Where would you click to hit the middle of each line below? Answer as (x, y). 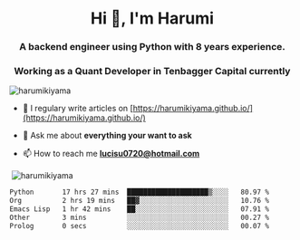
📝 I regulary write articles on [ (77, 109)
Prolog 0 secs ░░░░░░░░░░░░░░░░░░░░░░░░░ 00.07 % (140, 226)
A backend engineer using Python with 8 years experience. (152, 47)
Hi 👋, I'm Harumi (152, 19)
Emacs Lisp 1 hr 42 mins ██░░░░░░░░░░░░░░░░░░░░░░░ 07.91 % (140, 209)
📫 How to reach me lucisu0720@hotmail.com (111, 154)
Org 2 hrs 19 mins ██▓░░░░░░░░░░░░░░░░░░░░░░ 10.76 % (140, 200)
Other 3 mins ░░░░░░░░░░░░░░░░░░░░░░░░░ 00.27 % (140, 217)
